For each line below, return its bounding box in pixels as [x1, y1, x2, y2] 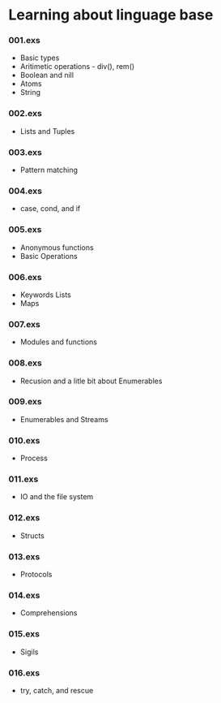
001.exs [8, 35, 40, 46]
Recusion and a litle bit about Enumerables [19, 376, 163, 386]
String [19, 88, 41, 97]
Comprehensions [19, 608, 79, 618]
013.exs [8, 550, 40, 562]
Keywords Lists [19, 290, 71, 300]
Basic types [19, 53, 60, 63]
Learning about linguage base [8, 6, 214, 24]
